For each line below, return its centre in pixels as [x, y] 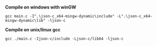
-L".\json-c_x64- [135, 16]
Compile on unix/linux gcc [33, 30]
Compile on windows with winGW [41, 7]
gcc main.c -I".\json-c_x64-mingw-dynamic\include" [60, 16]
